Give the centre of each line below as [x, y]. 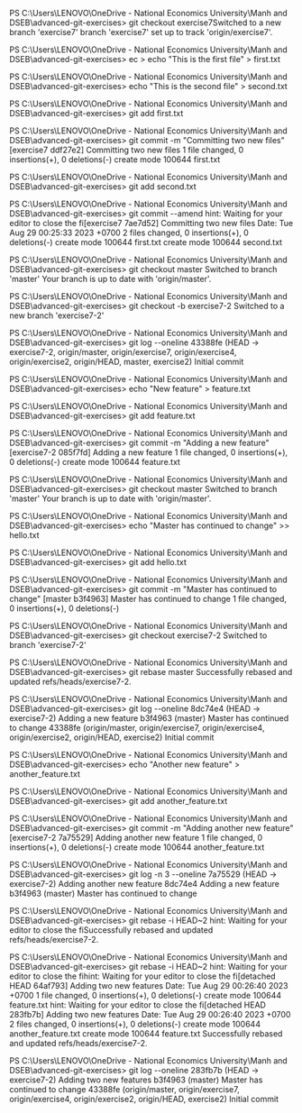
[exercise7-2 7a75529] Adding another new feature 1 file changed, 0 [136, 838]
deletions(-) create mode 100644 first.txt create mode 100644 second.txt [146, 242]
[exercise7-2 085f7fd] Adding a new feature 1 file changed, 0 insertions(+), [149, 452]
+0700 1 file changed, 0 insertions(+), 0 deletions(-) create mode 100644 [146, 995]
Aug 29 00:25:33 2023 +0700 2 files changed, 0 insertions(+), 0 [129, 233]
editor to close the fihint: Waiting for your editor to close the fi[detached [143, 976]
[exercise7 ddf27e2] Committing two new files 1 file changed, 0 [127, 150]
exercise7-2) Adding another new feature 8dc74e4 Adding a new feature [144, 884]
